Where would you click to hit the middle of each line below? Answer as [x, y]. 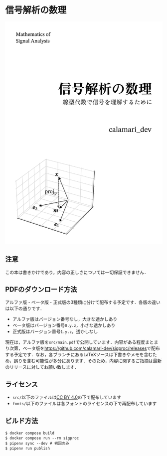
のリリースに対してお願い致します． [42, 367]
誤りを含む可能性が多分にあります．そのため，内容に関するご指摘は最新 [88, 361]
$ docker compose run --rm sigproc [42, 438]
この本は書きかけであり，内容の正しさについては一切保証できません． [77, 272]
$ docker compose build [30, 433]
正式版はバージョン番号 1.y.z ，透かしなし [55, 331]
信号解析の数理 [36, 10]
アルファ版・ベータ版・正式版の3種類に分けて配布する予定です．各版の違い [83, 303]
